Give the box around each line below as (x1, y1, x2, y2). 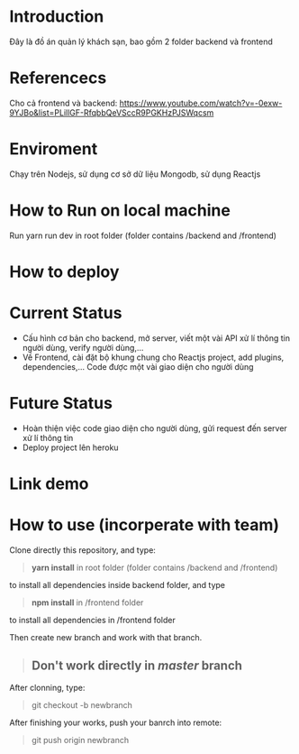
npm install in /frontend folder (31, 597, 144, 608)
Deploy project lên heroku (22, 442, 119, 453)
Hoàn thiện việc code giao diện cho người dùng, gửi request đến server (22, 422, 288, 434)
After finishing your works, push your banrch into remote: (9, 717, 222, 728)
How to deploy (9, 262, 120, 281)
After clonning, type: (9, 682, 86, 693)
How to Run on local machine (9, 200, 231, 220)
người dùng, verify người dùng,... (22, 342, 144, 353)
